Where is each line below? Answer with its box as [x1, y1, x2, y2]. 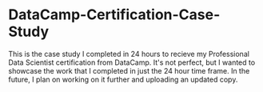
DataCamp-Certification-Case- [8, 6, 221, 24]
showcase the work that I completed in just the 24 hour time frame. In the [8, 66, 250, 75]
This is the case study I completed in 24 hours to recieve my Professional [8, 49, 250, 58]
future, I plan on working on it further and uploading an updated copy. [8, 74, 238, 84]
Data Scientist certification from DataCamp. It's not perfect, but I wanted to [8, 58, 256, 67]
